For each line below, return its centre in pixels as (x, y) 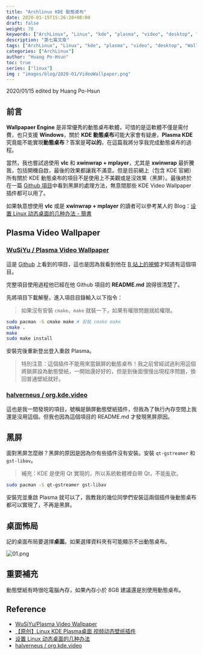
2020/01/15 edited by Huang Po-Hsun (53, 91)
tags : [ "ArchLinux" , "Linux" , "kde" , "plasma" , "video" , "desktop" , (94, 46)
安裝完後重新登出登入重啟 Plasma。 (50, 351)
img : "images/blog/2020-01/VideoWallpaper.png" (69, 74)
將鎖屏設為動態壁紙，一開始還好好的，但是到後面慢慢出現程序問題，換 (108, 371)
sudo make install (29, 339)
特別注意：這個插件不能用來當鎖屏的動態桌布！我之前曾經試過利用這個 (108, 364)
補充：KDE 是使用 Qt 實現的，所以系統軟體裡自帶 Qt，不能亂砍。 (101, 473)
